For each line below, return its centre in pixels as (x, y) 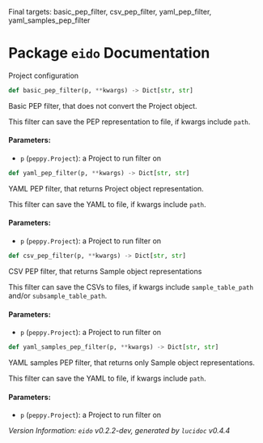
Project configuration (44, 75)
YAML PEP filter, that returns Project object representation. (106, 188)
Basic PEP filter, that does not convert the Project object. (103, 105)
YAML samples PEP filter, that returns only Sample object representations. (131, 363)
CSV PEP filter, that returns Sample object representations (105, 271)
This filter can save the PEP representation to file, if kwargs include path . (129, 122)
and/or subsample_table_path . (58, 295)
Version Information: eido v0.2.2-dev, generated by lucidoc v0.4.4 (119, 431)
